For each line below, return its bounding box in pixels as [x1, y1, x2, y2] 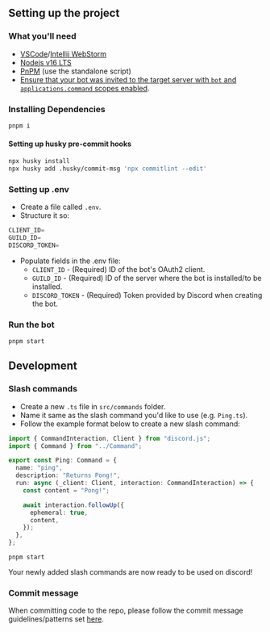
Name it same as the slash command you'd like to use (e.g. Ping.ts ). [19, 410, 248, 420]
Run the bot [8, 319, 55, 330]
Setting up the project [8, 6, 120, 20]
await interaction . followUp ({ [23, 500, 125, 509]
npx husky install [8, 157, 70, 165]
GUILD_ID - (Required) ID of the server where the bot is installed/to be [31, 273, 262, 283]
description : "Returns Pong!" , [15, 471, 121, 479]
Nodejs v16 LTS [19, 57, 72, 67]
